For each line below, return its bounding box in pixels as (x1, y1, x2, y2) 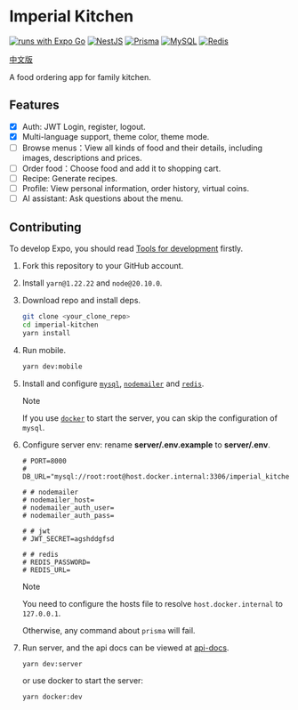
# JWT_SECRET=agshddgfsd (21, 534, 115, 544)
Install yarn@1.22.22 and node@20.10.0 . (21, 278, 163, 288)
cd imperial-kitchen (21, 320, 99, 329)
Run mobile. (21, 344, 67, 355)
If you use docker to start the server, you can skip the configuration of (21, 412, 278, 424)
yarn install (21, 328, 71, 337)
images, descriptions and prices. (21, 152, 142, 163)
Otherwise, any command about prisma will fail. (21, 625, 196, 635)
